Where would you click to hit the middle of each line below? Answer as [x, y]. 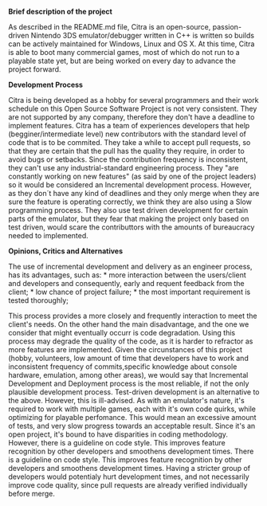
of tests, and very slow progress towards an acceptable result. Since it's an [132, 426]
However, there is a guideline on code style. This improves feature [117, 443]
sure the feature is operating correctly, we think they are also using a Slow [130, 202]
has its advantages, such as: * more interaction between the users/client [128, 275]
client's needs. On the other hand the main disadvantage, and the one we [129, 324]
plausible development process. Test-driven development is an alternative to [134, 392]
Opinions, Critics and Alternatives [66, 251]
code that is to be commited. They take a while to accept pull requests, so [130, 142]
